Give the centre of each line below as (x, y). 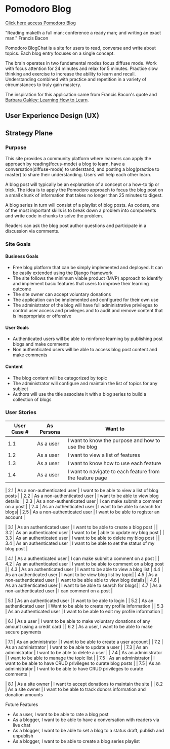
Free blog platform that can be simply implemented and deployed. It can (88, 268)
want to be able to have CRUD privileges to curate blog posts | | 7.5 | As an (83, 663)
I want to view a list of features (104, 455)
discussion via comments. (32, 231)
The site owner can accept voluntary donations (62, 294)
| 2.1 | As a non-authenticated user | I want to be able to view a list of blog (82, 490)
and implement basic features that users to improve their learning (81, 284)
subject (20, 389)
